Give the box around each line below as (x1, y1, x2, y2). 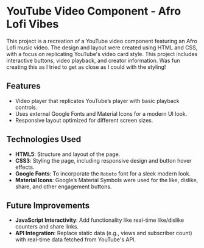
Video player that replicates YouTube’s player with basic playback (15, 97, 180, 104)
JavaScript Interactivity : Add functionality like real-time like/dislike (15, 216, 185, 224)
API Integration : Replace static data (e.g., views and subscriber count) (15, 230, 193, 237)
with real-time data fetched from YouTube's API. (15, 236, 136, 243)
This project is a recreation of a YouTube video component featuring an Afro (6, 37, 198, 44)
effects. (15, 163, 35, 171)
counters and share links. (15, 223, 79, 230)
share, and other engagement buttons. (15, 183, 112, 190)
